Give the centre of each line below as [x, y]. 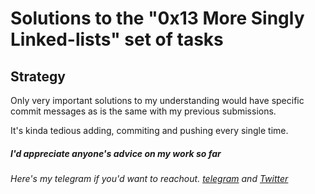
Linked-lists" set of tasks [117, 39]
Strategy [38, 76]
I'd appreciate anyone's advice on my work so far [116, 153]
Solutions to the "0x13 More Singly [157, 18]
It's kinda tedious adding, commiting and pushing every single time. [149, 130]
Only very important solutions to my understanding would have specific [157, 100]
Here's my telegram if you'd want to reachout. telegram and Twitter [149, 178]
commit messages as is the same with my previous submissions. [143, 111]
